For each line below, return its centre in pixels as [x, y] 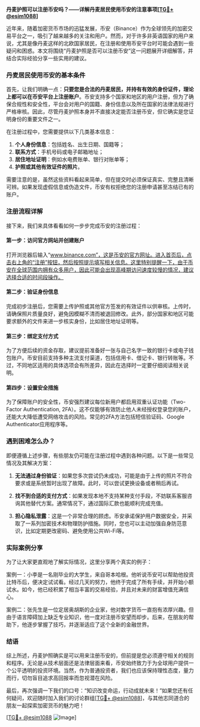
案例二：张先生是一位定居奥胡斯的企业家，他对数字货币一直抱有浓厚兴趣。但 [100, 609]
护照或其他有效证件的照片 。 [49, 167]
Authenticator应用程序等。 [39, 424]
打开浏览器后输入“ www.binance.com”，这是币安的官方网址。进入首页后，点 [99, 255]
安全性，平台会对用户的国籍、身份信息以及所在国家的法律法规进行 [113, 104]
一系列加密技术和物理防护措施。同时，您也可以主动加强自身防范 [104, 523]
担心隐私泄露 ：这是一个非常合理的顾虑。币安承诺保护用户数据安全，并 [101, 516]
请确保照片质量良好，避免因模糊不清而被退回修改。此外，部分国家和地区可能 [100, 314]
